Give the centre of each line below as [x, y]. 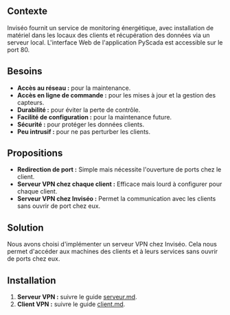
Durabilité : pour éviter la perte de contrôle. [79, 110]
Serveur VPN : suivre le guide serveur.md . [77, 297]
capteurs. [31, 102]
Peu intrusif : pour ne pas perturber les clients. [84, 131]
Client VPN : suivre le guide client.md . [71, 304]
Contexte [27, 11]
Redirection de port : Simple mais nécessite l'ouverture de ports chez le [119, 170]
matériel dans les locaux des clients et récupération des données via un [109, 35]
